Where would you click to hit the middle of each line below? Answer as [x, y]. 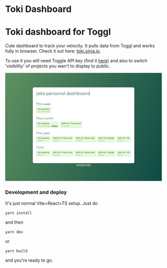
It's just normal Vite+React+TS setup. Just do [51, 203]
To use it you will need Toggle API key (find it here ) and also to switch [76, 61]
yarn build [16, 251]
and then [14, 222]
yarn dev [14, 232]
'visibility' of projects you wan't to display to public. [58, 66]
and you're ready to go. [29, 260]
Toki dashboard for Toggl [58, 32]
